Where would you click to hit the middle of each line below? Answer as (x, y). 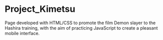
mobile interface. (22, 33)
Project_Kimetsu (40, 9)
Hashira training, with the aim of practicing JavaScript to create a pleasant (81, 28)
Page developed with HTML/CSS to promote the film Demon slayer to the (80, 23)
